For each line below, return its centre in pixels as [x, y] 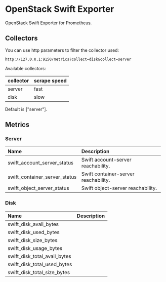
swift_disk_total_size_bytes [39, 272]
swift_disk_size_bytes [33, 240]
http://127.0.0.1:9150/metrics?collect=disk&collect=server [68, 59]
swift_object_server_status [38, 188]
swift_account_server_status [41, 163]
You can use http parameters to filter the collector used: [62, 50]
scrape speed [50, 81]
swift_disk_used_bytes [34, 232]
